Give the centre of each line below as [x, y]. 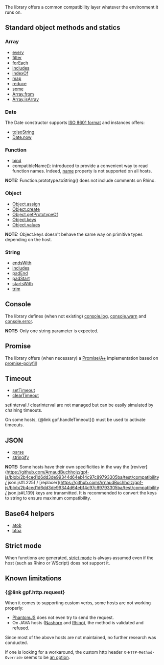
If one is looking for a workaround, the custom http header [64, 652]
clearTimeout [25, 395]
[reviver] [139, 467]
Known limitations [33, 579]
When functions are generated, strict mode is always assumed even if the [79, 558]
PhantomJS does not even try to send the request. [63, 617]
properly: [14, 608]
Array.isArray [25, 99]
